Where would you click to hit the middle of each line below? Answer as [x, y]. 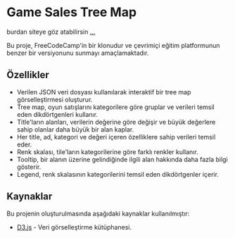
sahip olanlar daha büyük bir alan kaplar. [75, 129]
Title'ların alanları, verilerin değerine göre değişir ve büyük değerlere [116, 122]
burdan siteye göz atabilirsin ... [51, 32]
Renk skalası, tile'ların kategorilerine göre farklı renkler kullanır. [107, 151]
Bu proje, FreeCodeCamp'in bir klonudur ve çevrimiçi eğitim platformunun [113, 45]
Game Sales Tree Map [72, 12]
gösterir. [29, 167]
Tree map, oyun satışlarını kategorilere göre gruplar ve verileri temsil [116, 107]
